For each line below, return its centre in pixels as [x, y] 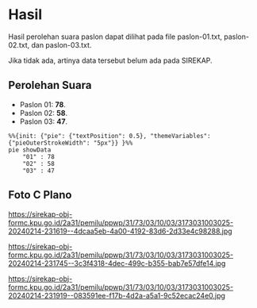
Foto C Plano [40, 195]
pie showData [30, 150]
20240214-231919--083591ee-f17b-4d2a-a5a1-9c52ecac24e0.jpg [117, 295]
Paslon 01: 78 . [42, 104]
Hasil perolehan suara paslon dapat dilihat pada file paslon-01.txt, [115, 37]
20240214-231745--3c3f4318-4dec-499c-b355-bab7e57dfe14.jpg [117, 263]
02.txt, [19, 44]
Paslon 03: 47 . [44, 121]
